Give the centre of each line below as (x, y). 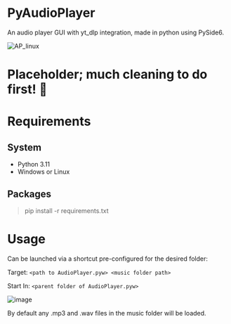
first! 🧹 (27, 90)
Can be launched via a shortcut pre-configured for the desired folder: (108, 259)
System (25, 147)
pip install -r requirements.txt (66, 210)
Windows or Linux (44, 172)
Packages (29, 194)
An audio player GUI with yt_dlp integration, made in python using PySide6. (116, 32)
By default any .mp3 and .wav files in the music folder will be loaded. (107, 313)
